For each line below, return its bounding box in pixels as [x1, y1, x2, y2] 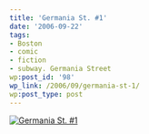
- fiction [9, 56, 47, 65]
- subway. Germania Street [9, 65, 112, 74]
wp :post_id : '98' [9, 73, 75, 82]
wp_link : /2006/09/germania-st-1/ [9, 81, 141, 90]
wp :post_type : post [9, 89, 84, 98]
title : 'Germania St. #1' [9, 13, 107, 23]
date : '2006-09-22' [9, 22, 84, 31]
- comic [9, 47, 39, 57]
